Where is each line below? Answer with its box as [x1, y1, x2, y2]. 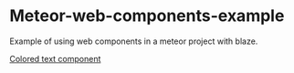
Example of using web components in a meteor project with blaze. [9, 36, 258, 47]
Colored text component [9, 53, 101, 64]
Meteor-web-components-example [9, 5, 285, 26]
